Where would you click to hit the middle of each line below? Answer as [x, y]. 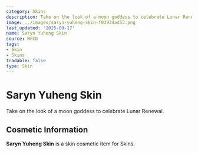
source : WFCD [22, 39]
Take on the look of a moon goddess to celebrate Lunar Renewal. [85, 111]
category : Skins [26, 11]
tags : [13, 45]
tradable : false [26, 60]
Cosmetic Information [47, 130]
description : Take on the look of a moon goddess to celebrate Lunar [93, 17]
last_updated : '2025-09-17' [41, 28]
